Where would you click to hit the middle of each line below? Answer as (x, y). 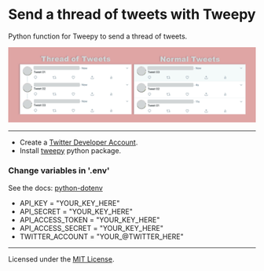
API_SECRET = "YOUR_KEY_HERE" (76, 211)
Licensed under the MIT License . (61, 259)
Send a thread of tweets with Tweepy (132, 15)
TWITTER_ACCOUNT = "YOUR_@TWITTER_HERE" (102, 236)
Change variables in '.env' (59, 170)
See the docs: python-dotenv (56, 188)
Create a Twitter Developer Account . (79, 142)
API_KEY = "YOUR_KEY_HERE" (70, 203)
